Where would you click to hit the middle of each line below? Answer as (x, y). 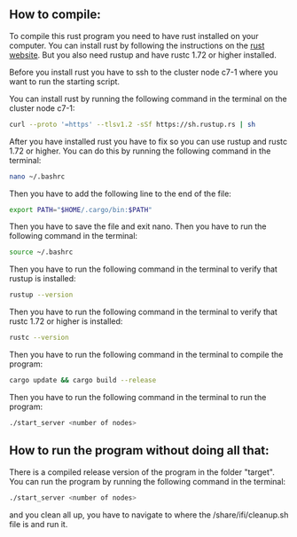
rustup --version (41, 295)
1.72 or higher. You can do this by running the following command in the (140, 151)
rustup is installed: (43, 279)
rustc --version (39, 338)
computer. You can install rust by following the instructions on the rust (137, 45)
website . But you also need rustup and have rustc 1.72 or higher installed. (143, 55)
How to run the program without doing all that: (139, 450)
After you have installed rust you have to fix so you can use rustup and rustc (148, 141)
